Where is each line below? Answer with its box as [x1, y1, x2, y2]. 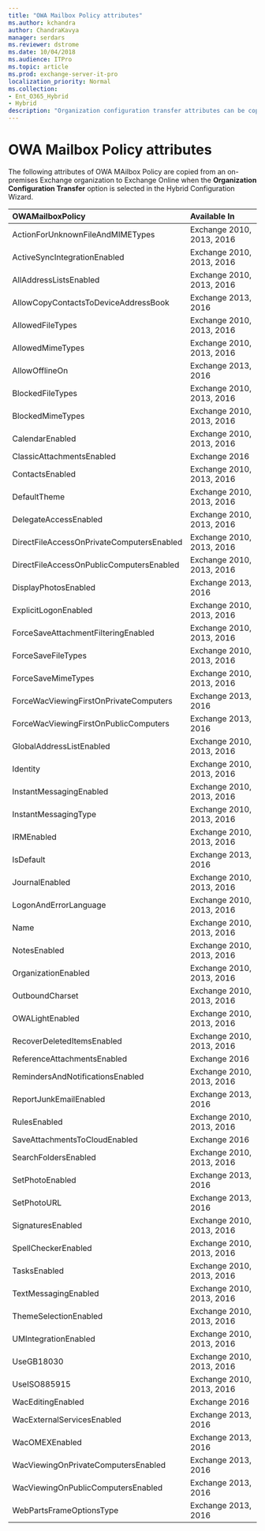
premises [8, 175, 39, 185]
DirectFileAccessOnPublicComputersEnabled [12, 559, 180, 570]
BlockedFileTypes [12, 387, 77, 398]
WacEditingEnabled [12, 1396, 84, 1407]
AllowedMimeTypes [12, 342, 85, 353]
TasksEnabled [12, 1265, 65, 1276]
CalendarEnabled [12, 433, 77, 444]
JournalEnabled [12, 876, 71, 887]
